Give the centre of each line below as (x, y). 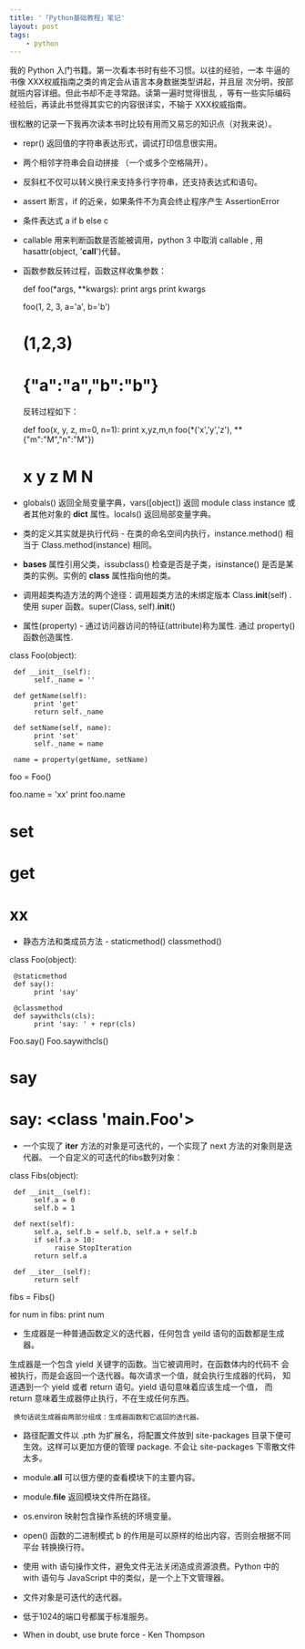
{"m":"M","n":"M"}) (58, 439)
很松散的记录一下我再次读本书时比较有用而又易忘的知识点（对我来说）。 (143, 124)
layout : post (34, 26)
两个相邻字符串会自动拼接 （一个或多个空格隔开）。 (117, 163)
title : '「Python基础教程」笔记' (67, 18)
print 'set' (56, 736)
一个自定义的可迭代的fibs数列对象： (116, 1157)
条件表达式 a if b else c (66, 221)
